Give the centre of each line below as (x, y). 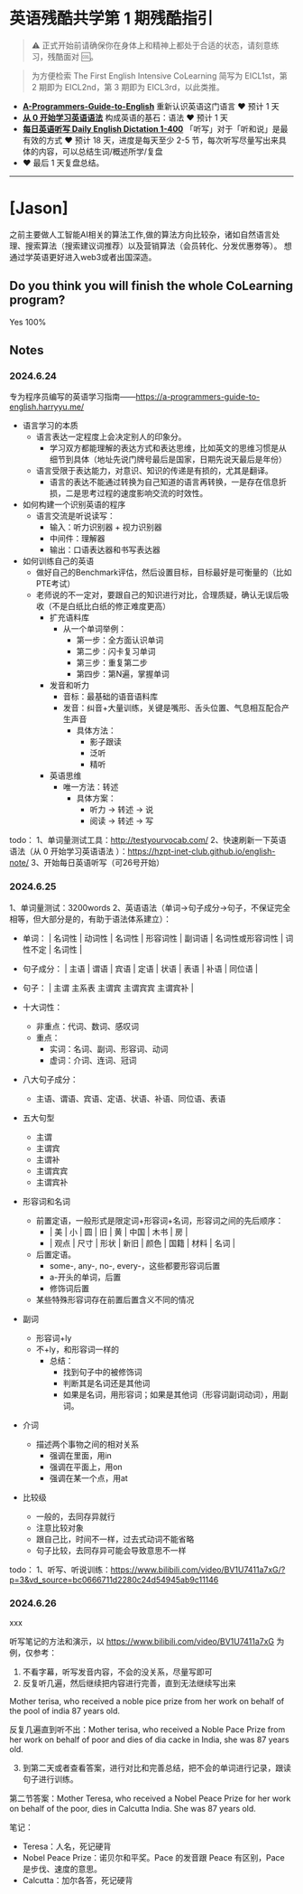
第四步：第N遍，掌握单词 (123, 674)
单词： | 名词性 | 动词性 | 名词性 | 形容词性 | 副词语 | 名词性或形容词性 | (153, 938)
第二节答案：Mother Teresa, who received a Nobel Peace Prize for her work (150, 1798)
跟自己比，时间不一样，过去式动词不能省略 (115, 1539)
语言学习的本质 (50, 426)
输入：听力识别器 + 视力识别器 (106, 527)
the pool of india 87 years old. (64, 1711)
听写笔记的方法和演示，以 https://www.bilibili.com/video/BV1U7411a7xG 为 (147, 1641)
